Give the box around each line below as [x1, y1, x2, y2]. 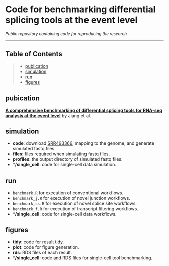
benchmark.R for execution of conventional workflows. [12, 190, 124, 196]
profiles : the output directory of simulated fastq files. [12, 156, 123, 162]
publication [25, 63, 49, 69]
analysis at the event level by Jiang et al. [5, 112, 92, 119]
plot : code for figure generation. [12, 244, 79, 250]
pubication [5, 94, 40, 103]
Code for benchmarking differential [5, 4, 156, 15]
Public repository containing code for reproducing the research [5, 31, 127, 36]
